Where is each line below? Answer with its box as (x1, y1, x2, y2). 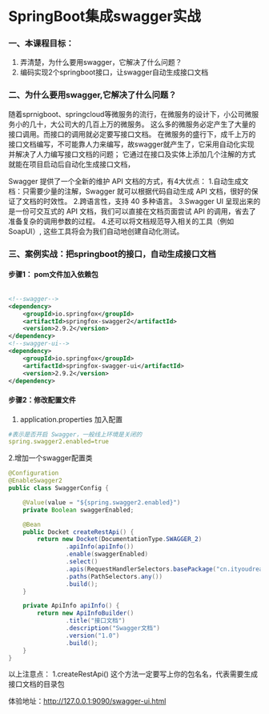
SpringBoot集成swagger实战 (8, 7, 202, 26)
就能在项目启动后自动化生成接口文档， (8, 159, 134, 169)
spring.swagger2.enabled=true (8, 438, 110, 446)
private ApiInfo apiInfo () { (22, 602, 120, 610)
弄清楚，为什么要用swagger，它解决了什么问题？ (19, 58, 183, 67)
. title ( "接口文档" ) (65, 617, 126, 625)
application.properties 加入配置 (19, 414, 122, 424)
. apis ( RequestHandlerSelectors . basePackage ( (65, 565, 217, 573)
